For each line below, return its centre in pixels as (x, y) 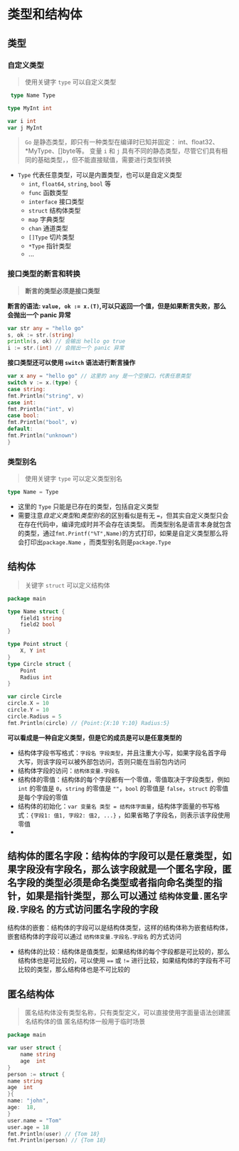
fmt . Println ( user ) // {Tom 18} (54, 1134)
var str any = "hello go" (46, 328)
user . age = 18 (28, 1127)
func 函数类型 (48, 193)
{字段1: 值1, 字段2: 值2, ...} (73, 815)
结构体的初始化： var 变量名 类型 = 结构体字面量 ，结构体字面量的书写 (116, 806)
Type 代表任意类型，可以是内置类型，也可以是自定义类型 (100, 175)
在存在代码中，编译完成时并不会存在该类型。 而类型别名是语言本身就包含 (124, 524)
